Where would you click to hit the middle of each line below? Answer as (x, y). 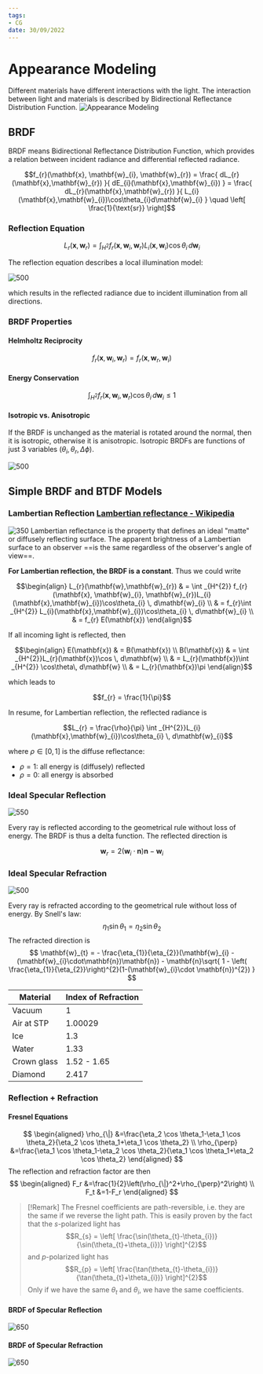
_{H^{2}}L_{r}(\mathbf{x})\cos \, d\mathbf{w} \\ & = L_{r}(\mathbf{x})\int (132, 658)
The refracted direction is (49, 941)
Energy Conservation (44, 377)
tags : (17, 15)
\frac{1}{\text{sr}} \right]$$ (132, 208)
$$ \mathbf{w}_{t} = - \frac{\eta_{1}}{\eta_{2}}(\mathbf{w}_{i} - (132, 953)
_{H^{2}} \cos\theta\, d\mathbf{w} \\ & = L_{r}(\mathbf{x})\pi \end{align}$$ (132, 667)
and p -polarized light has (68, 1257)
